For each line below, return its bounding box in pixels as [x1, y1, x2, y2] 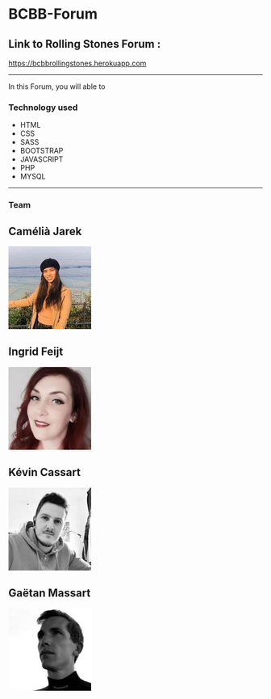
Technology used [8, 102, 78, 113]
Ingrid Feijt [8, 345, 64, 359]
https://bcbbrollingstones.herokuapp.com [8, 58, 147, 68]
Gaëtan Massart [8, 587, 91, 600]
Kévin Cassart [8, 465, 81, 479]
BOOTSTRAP [19, 146, 64, 156]
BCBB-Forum [8, 5, 98, 23]
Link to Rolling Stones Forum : [8, 37, 161, 51]
